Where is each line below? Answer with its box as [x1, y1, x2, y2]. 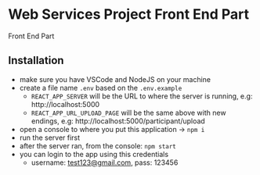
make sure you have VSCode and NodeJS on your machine [19, 74, 211, 84]
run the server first [19, 133, 81, 142]
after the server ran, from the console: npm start [19, 141, 176, 150]
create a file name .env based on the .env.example [19, 83, 182, 92]
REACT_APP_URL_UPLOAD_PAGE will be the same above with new [31, 108, 226, 117]
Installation [8, 54, 64, 67]
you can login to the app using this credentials [19, 149, 169, 159]
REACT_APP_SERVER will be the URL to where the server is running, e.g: [31, 91, 253, 101]
